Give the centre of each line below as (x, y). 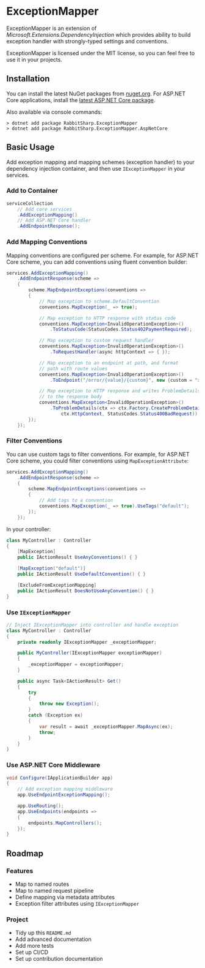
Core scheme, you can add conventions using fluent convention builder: (97, 262)
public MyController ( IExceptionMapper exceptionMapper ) (90, 653)
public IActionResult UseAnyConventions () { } (77, 557)
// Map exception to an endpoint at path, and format (109, 363)
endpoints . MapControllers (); (65, 823)
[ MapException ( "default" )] (52, 568)
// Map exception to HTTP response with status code (107, 318)
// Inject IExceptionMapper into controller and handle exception (92, 625)
